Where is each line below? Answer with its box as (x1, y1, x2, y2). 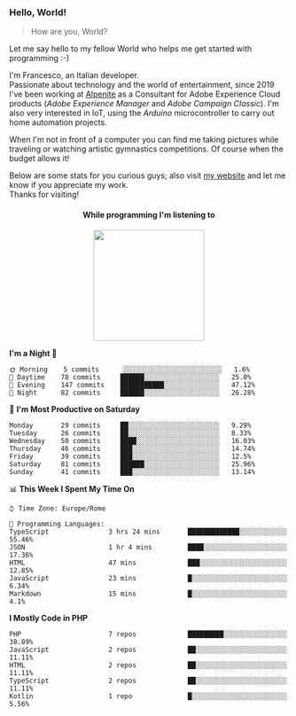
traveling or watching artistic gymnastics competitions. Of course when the (9, 144, 284, 154)
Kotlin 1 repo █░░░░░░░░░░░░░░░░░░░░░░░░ (9, 691, 288, 701)
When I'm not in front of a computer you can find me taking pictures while (9, 135, 279, 145)
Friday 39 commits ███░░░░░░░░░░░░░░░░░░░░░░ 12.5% (9, 452, 252, 461)
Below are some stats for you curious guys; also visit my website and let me (9, 170, 286, 181)
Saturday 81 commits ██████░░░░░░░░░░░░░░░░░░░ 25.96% (9, 459, 255, 469)
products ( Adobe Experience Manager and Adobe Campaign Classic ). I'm (9, 98, 279, 109)
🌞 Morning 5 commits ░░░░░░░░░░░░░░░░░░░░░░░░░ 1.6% (9, 365, 251, 374)
